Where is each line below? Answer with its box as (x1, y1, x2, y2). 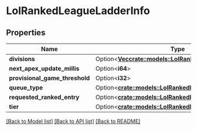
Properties (6, 28, 46, 38)
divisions (9, 55, 35, 63)
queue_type (9, 84, 43, 92)
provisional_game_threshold (9, 74, 90, 82)
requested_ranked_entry (9, 93, 80, 101)
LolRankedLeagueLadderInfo (6, 4, 151, 18)
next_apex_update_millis (9, 65, 80, 72)
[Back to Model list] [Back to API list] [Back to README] (6, 118, 141, 125)
